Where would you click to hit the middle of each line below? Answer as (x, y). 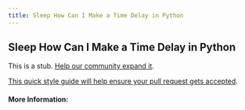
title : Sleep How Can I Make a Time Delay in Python (96, 15)
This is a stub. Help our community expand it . (81, 66)
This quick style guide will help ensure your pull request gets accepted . (123, 81)
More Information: (38, 100)
